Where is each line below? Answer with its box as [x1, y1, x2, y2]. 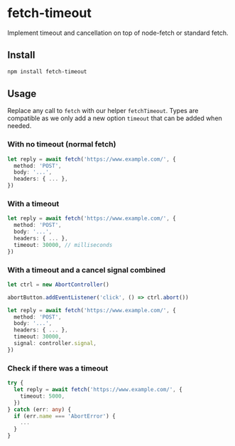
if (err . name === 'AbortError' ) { [13, 413, 116, 420]
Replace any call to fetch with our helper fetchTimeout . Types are [7, 107, 199, 115]
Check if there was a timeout [7, 363, 109, 373]
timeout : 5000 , [20, 393, 65, 400]
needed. [7, 122, 32, 130]
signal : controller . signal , [13, 340, 97, 347]
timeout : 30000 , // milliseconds [13, 241, 113, 248]
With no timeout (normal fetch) [7, 139, 116, 149]
